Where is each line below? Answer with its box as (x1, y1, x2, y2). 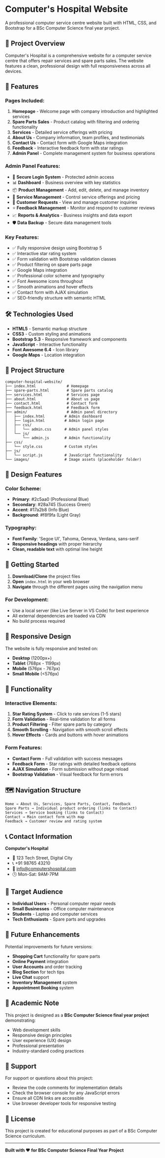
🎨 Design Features (5, 470, 62, 479)
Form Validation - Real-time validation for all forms (12, 716, 115, 722)
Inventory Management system (12, 979, 78, 985)
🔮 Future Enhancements (5, 931, 80, 939)
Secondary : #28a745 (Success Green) (12, 502, 91, 508)
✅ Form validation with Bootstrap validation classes (12, 256, 116, 262)
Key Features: (5, 233, 39, 240)
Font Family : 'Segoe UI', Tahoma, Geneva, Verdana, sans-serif (12, 535, 139, 541)
